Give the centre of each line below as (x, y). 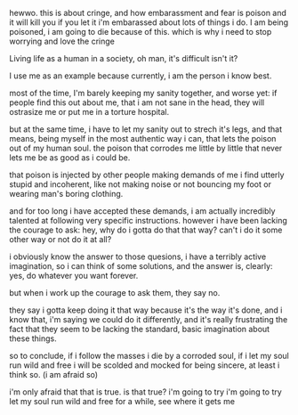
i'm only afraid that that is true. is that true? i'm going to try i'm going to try (145, 392)
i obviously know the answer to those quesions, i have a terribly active (138, 256)
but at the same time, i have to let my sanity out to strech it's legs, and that (146, 129)
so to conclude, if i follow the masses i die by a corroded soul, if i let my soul (149, 356)
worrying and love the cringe (62, 41)
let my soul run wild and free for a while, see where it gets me (122, 401)
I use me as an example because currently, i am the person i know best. (141, 76)
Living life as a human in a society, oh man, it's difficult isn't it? (124, 58)
